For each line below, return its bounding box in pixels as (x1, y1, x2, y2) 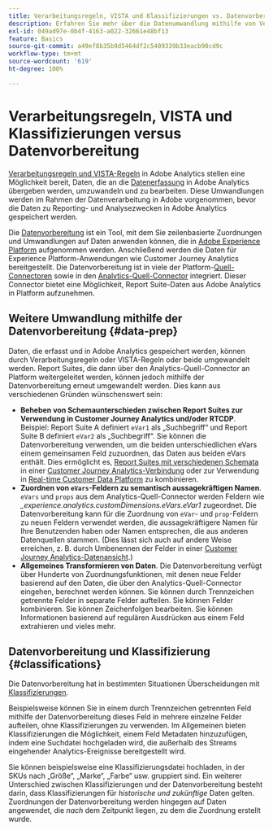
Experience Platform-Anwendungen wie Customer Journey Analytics (8, 253, 240, 263)
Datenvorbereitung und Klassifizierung (8, 644, 211, 658)
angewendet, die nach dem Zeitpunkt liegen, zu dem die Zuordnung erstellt (8, 806, 262, 815)
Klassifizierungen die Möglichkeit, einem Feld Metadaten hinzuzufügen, (8, 729, 248, 739)
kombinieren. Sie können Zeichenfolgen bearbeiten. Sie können (19, 604, 233, 614)
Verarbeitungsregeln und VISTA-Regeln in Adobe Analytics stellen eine (8, 168, 245, 178)
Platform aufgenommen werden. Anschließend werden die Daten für (8, 245, 237, 255)
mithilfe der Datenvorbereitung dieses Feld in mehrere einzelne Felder (8, 712, 242, 722)
